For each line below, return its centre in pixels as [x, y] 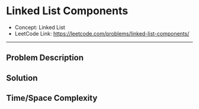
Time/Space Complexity [52, 98]
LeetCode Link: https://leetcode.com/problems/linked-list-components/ [102, 33]
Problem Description [45, 58]
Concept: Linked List [40, 27]
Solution [22, 78]
